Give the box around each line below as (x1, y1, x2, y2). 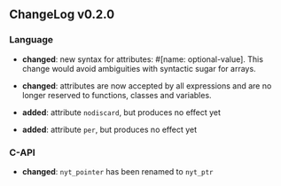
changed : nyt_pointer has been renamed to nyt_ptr (21, 166, 215, 176)
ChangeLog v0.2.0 (9, 7, 115, 22)
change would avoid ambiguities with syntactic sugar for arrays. (21, 63, 256, 74)
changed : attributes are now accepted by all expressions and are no (21, 80, 272, 91)
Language (9, 34, 54, 46)
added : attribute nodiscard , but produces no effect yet (21, 106, 222, 118)
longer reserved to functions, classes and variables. (21, 89, 212, 100)
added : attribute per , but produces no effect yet (21, 124, 198, 135)
